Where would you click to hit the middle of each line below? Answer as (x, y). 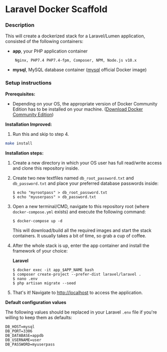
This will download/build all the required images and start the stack (82, 230)
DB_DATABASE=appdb (24, 335)
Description (20, 25)
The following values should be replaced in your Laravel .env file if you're (81, 312)
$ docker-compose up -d (37, 221)
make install (19, 143)
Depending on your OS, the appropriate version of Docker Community (85, 104)
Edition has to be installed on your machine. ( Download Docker (78, 109)
